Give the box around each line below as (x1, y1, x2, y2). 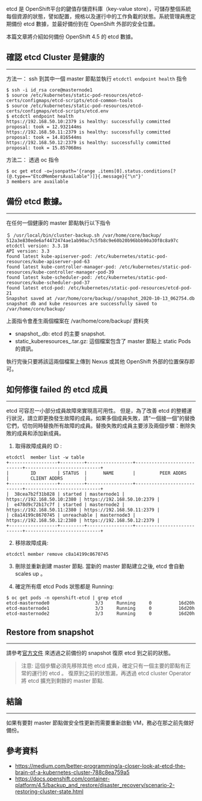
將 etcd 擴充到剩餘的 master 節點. (20, 677, 105, 684)
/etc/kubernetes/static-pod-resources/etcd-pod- (68, 285, 192, 291)
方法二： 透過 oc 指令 (6, 156, 60, 163)
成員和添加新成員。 (16, 430, 64, 437)
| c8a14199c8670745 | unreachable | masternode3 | (6, 513, 136, 519)
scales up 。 (14, 570, 46, 577)
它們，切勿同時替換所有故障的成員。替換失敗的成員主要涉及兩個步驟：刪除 (6, 422, 191, 430)
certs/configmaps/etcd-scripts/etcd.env (6, 108, 109, 114)
